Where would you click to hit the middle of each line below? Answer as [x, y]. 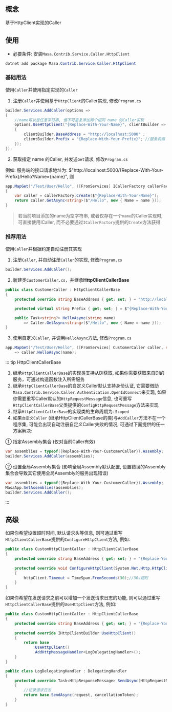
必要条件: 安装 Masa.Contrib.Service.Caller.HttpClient [71, 53]
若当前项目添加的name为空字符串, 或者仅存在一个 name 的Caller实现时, [90, 216]
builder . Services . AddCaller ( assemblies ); [50, 456]
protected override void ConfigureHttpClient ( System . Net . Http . [83, 568]
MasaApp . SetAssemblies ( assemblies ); [44, 487]
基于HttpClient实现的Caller [33, 23]
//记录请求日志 [37, 690]
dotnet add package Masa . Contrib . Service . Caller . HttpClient [71, 63]
